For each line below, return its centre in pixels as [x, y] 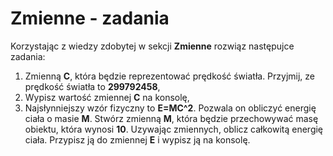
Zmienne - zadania [90, 18]
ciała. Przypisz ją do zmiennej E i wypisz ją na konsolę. [137, 139]
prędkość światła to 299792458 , [92, 86]
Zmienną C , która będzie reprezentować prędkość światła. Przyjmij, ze [170, 76]
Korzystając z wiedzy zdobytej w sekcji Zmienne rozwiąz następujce [152, 46]
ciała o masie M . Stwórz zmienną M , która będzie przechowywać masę [171, 118]
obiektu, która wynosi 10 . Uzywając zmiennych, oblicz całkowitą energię [174, 129]
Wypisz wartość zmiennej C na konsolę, [107, 97]
